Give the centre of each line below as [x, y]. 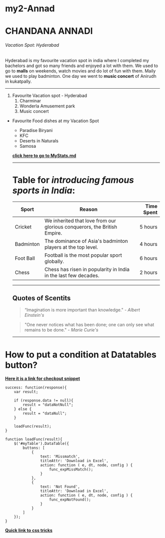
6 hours [149, 258]
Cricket [23, 227]
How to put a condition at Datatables [81, 354]
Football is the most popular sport [83, 255]
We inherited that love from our [80, 221]
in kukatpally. [18, 81]
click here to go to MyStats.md [44, 155]
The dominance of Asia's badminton [86, 241]
